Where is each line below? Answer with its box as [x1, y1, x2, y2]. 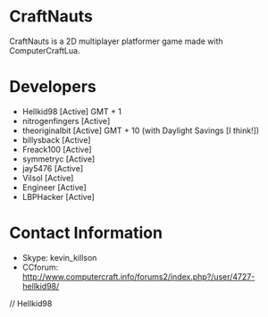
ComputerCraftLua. [9, 45, 80, 55]
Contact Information [9, 223, 163, 243]
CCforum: [21, 262, 59, 272]
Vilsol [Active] [21, 172, 74, 183]
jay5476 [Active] [21, 163, 83, 173]
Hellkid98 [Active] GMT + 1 [21, 105, 122, 117]
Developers [9, 77, 96, 97]
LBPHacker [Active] [21, 191, 96, 202]
